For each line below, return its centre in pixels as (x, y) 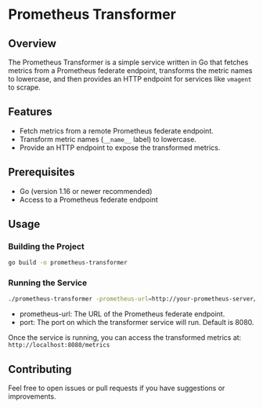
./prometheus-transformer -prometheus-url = (80, 299)
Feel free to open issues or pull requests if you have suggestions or (117, 388)
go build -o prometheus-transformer (68, 263)
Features (30, 112)
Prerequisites (41, 172)
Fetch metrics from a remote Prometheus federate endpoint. (116, 130)
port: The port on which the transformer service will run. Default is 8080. (137, 323)
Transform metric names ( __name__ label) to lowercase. (108, 139)
